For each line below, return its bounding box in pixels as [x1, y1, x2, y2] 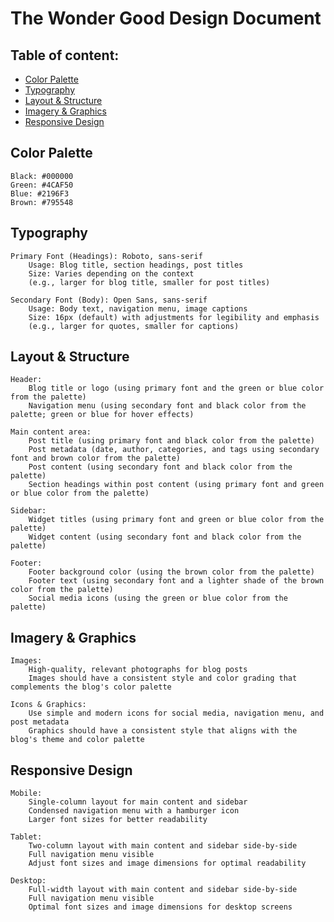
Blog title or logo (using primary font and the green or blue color [28, 383, 325, 394]
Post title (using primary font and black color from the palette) [28, 436, 315, 446]
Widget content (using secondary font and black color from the [28, 532, 302, 542]
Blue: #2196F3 [10, 188, 70, 199]
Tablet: [10, 832, 43, 842]
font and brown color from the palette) [10, 453, 182, 464]
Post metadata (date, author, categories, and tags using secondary [28, 445, 320, 455]
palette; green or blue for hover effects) [10, 410, 195, 420]
